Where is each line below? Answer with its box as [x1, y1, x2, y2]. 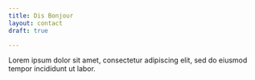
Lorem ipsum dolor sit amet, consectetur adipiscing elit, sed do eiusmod [8, 55, 248, 65]
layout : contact [8, 19, 63, 27]
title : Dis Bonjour [8, 11, 74, 20]
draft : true [8, 26, 48, 34]
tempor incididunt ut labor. [8, 64, 97, 74]
